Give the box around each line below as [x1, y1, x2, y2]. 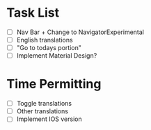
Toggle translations [16, 99, 72, 108]
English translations [16, 36, 74, 44]
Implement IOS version [16, 115, 83, 123]
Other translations [16, 107, 69, 115]
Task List [6, 5, 60, 21]
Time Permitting [6, 76, 102, 92]
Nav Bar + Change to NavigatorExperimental [16, 28, 144, 36]
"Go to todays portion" [16, 44, 81, 52]
